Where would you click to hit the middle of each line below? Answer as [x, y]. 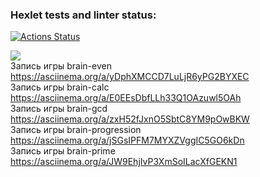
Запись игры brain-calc [60, 87]
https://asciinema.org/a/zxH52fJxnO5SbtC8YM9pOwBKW [130, 119]
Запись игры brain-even [61, 66]
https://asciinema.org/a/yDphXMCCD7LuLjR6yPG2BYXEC [130, 77]
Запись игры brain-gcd [59, 109]
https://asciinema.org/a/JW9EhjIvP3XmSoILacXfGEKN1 [124, 162]
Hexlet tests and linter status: [83, 15]
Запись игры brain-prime [63, 151]
